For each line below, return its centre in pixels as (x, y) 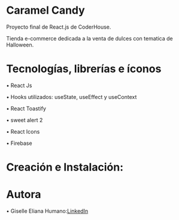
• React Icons (23, 131)
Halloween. (20, 45)
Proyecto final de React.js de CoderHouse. (59, 27)
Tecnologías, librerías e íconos (84, 69)
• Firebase (19, 143)
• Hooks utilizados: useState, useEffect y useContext (72, 97)
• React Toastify (26, 109)
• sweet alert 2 (25, 120)
